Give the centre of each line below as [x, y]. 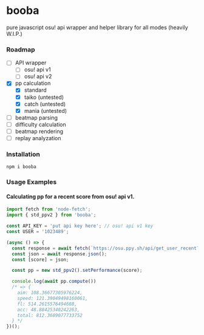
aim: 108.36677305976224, [50, 293]
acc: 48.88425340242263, [49, 310]
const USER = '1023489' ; [38, 232]
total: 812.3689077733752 [50, 315]
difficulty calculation [41, 124]
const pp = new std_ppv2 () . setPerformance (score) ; [77, 271]
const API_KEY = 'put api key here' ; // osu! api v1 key [80, 226]
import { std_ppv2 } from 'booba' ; [51, 215]
